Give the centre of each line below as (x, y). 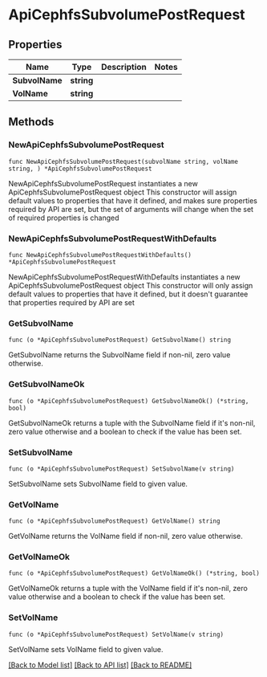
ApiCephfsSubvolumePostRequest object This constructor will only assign (131, 285)
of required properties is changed (64, 218)
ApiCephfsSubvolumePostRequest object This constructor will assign (123, 192)
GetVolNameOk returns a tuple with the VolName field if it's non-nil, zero (128, 589)
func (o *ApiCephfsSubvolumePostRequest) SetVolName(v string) (116, 634)
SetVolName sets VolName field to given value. (86, 649)
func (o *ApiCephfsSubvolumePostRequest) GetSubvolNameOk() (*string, (129, 401)
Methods (31, 122)
